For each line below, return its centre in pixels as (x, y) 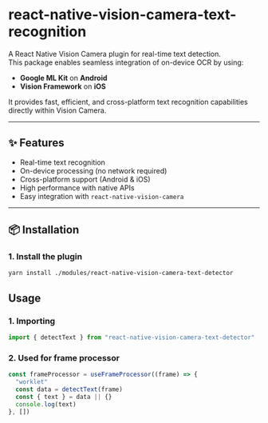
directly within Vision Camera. (57, 110)
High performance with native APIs (77, 188)
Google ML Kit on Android (63, 78)
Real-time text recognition (63, 162)
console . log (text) (46, 404)
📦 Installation (44, 230)
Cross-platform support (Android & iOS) (85, 179)
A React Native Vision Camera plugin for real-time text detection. (115, 54)
